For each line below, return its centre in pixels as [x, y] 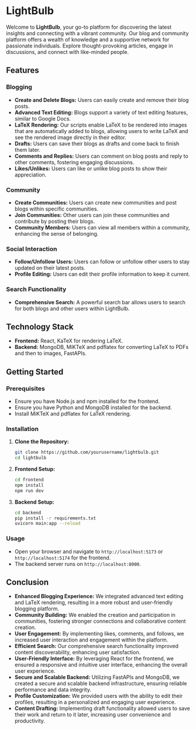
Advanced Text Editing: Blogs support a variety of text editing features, [101, 112]
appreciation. [30, 175]
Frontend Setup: [35, 469]
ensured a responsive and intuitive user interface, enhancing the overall [101, 665]
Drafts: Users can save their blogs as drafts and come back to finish [97, 143]
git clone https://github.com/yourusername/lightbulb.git [87, 453]
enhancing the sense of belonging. [56, 233]
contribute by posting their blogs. [55, 221]
